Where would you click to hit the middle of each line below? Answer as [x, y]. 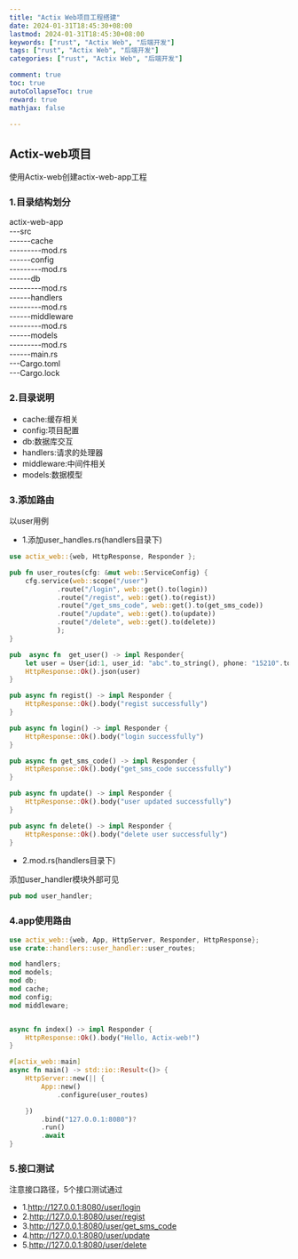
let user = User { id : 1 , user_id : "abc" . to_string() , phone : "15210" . [154, 663]
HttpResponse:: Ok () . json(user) [83, 671]
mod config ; [31, 997]
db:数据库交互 [47, 441]
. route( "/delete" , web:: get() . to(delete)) [136, 622]
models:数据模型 [52, 474]
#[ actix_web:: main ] [45, 1062]
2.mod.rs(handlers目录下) [69, 861]
